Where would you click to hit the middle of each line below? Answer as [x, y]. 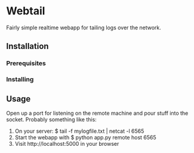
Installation [27, 46]
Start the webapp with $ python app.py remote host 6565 [85, 137]
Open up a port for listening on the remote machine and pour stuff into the [97, 113]
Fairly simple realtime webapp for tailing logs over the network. [84, 27]
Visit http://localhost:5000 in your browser [67, 143]
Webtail [26, 11]
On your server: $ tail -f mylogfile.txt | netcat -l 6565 [79, 131]
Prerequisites [26, 63]
